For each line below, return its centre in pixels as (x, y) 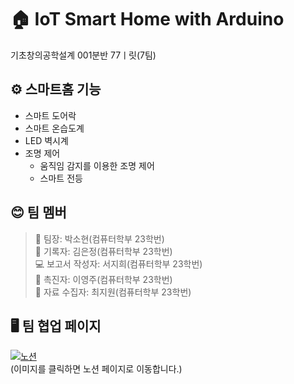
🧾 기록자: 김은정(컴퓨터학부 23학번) (103, 251)
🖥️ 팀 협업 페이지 (56, 326)
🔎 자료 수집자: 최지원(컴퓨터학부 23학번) (113, 292)
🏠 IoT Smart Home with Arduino (147, 19)
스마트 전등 (61, 178)
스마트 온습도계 (54, 128)
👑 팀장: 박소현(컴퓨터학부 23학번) (99, 238)
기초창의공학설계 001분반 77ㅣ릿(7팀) (83, 55)
